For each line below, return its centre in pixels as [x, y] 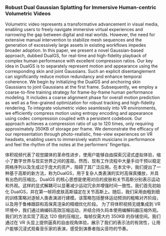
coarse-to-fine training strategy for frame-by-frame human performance [79, 92]
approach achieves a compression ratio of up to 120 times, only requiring [80, 124]
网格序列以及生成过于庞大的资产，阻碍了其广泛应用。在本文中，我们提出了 [81, 167]
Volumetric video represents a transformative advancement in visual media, [82, 24]
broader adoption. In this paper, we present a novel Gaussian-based [74, 50]
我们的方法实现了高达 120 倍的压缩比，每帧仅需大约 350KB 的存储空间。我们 [83, 216]
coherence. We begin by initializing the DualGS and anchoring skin [73, 82]
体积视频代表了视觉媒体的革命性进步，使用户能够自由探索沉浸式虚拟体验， [81, 155]
